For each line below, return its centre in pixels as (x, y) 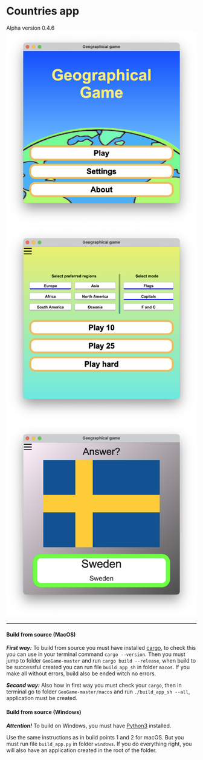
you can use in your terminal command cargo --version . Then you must (96, 654)
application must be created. (42, 698)
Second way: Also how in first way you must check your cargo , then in (94, 686)
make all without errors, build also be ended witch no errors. (81, 673)
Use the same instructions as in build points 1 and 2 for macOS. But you (95, 737)
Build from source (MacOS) (41, 634)
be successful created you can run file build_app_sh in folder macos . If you (98, 667)
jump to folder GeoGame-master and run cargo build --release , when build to (101, 661)
